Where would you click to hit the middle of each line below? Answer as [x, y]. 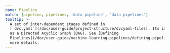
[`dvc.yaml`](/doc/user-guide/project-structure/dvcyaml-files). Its [84, 29]
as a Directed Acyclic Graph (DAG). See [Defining [64, 33]
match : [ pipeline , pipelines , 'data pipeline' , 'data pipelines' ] [77, 15]
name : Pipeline [21, 10]
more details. [25, 43]
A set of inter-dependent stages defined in [57, 24]
